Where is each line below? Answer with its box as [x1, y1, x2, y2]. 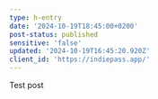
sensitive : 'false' [9, 38, 83, 48]
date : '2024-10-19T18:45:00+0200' [9, 22, 139, 31]
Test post [9, 80, 44, 90]
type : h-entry [9, 13, 63, 22]
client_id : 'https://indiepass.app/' [9, 55, 151, 64]
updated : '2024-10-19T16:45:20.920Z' [9, 47, 151, 56]
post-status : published [9, 30, 99, 39]
